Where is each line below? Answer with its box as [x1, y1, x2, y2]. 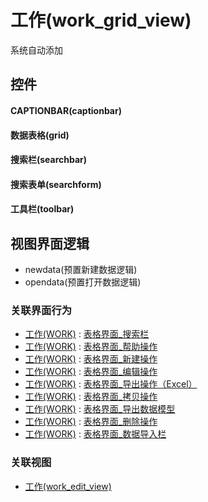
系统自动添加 [10, 44, 63, 56]
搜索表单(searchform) [10, 178, 102, 190]
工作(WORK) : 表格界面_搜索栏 [24, 328, 150, 340]
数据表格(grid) [10, 129, 70, 141]
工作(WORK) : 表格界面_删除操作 [24, 416, 158, 428]
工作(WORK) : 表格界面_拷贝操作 [24, 391, 158, 403]
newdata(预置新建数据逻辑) [24, 264, 138, 276]
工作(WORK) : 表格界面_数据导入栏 [24, 428, 167, 440]
